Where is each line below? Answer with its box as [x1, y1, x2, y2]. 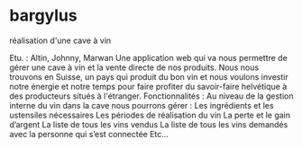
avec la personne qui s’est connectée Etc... [9, 128, 169, 139]
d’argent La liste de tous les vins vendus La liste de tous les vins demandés [9, 118, 288, 130]
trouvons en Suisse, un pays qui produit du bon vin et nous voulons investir [9, 71, 288, 82]
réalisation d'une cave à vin [9, 35, 112, 46]
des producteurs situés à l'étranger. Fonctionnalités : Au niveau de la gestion [9, 91, 294, 101]
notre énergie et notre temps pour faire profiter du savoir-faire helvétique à [9, 81, 288, 91]
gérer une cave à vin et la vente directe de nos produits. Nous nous [9, 62, 260, 73]
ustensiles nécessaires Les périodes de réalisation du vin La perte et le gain [9, 109, 291, 120]
